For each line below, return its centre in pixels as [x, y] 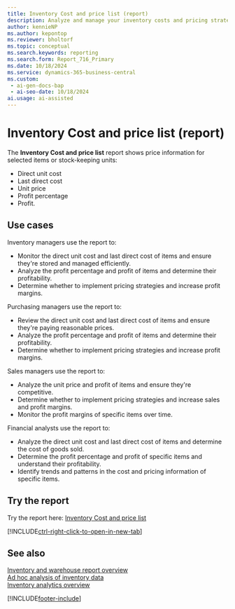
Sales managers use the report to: [56, 371]
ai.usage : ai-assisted [40, 99]
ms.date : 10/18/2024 [37, 66]
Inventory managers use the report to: [62, 242]
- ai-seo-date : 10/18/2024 [50, 92]
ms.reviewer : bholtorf [40, 40]
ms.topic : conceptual [39, 46]
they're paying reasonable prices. [66, 327]
